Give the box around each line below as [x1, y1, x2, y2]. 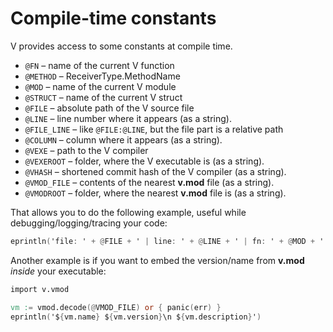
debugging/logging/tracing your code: [10, 217, 168, 229]
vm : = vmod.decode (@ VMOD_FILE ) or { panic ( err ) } [10, 302, 222, 312]
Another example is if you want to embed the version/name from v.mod [10, 254, 305, 266]
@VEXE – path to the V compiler [24, 144, 149, 156]
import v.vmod [10, 284, 70, 294]
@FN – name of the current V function [24, 59, 175, 71]
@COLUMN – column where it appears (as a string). [24, 133, 223, 146]
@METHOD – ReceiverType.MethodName [24, 70, 181, 82]
